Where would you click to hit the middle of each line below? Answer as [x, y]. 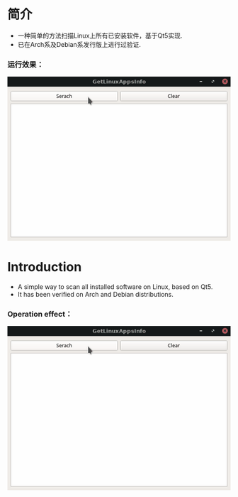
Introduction [45, 267]
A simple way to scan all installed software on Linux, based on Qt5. [115, 287]
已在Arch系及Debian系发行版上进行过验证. [79, 44]
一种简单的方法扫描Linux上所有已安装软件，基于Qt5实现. [100, 35]
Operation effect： [40, 314]
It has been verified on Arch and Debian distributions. [95, 294]
